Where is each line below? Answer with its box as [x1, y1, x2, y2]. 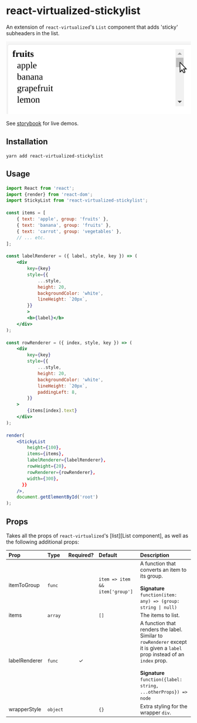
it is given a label [140, 644, 182, 652]
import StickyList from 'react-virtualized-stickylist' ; [6, 197, 148, 203]
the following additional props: [6, 538, 79, 545]
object [47, 707, 63, 713]
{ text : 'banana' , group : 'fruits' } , [16, 222, 111, 228]
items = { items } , [27, 451, 64, 457]
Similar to [140, 632, 163, 639]
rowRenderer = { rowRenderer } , [27, 469, 96, 475]
